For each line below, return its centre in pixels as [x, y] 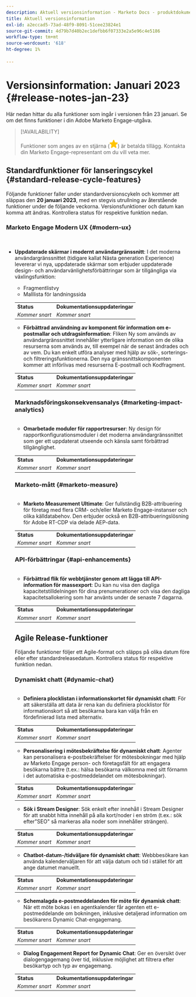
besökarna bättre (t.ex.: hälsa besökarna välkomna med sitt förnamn [105, 769]
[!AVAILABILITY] [40, 131]
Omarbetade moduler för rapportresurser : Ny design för [92, 429]
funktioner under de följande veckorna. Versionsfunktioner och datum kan [95, 206]
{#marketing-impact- [151, 402]
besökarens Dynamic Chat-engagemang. [73, 920]
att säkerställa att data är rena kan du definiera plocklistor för [97, 705]
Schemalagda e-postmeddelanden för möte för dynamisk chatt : [102, 901]
